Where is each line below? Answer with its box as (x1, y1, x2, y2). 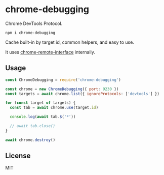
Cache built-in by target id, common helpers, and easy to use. (5, 39, 134, 45)
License (5, 152, 31, 160)
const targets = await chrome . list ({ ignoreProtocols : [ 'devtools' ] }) (5, 91, 159, 96)
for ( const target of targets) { (5, 100, 76, 105)
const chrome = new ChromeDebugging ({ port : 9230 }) (5, 86, 119, 92)
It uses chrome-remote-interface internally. (5, 49, 95, 55)
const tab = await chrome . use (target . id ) (10, 105, 99, 110)
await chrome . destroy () (5, 137, 56, 142)
